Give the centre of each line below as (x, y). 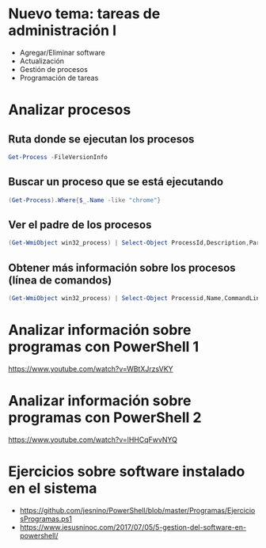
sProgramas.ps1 (46, 519)
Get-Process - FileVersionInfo (58, 157)
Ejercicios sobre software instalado (127, 471)
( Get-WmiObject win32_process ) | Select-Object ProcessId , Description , (129, 243)
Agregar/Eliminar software (62, 52)
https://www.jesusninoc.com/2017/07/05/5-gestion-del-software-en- (133, 527)
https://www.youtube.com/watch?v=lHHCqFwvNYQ (93, 440)
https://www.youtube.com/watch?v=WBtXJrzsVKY (91, 368)
